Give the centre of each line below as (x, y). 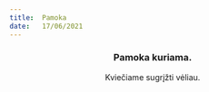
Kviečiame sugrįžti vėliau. (153, 77)
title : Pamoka (38, 18)
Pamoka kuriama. (153, 58)
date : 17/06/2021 (46, 26)
